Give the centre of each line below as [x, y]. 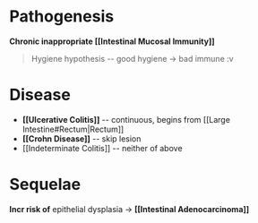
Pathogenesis [62, 17]
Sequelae [45, 184]
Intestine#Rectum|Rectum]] [73, 129]
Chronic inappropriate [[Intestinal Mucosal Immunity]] [112, 41]
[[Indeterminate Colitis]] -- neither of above [102, 148]
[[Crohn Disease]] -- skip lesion [82, 138]
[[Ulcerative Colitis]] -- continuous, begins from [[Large [126, 119]
